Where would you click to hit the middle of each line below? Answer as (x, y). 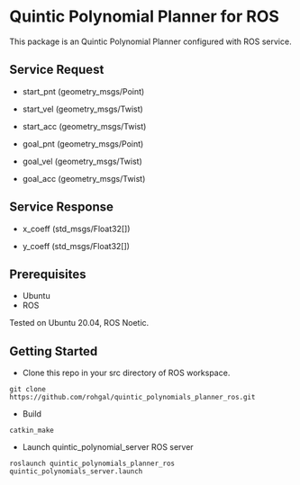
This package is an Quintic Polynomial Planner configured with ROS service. (150, 41)
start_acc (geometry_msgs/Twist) (84, 126)
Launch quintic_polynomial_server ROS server (108, 447)
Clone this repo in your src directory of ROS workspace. (126, 373)
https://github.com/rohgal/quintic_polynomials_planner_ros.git (132, 398)
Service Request (57, 70)
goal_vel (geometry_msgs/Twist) (82, 161)
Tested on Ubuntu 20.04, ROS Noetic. (79, 323)
